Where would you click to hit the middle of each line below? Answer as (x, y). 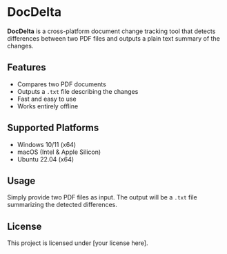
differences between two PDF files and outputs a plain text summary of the (114, 38)
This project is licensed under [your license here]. (78, 243)
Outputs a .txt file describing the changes (78, 91)
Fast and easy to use (47, 99)
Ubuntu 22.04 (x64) (46, 159)
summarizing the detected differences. (62, 205)
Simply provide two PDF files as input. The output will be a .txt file (102, 197)
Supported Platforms (53, 128)
